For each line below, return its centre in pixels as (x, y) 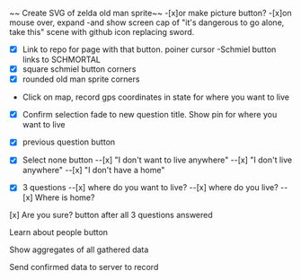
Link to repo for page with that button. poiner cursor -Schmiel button (149, 49)
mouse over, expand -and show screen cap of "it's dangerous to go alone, (147, 22)
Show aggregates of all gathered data (79, 249)
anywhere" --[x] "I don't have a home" (93, 171)
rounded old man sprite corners (81, 79)
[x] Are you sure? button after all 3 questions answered (111, 215)
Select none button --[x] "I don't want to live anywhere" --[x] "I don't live (157, 160)
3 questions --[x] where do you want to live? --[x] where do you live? (150, 188)
